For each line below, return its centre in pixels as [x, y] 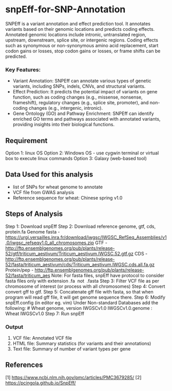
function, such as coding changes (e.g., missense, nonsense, [78, 97]
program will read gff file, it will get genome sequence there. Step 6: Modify [85, 297]
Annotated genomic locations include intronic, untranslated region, [76, 34]
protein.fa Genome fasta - [33, 231]
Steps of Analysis [34, 214]
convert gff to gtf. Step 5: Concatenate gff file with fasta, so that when [79, 291]
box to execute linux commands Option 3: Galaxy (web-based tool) [76, 159]
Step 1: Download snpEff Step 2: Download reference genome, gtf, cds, [80, 226]
